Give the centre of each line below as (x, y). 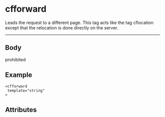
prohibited (15, 59)
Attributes (21, 109)
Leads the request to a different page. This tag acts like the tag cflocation (79, 23)
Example (19, 75)
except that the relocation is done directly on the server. (62, 27)
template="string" (26, 91)
